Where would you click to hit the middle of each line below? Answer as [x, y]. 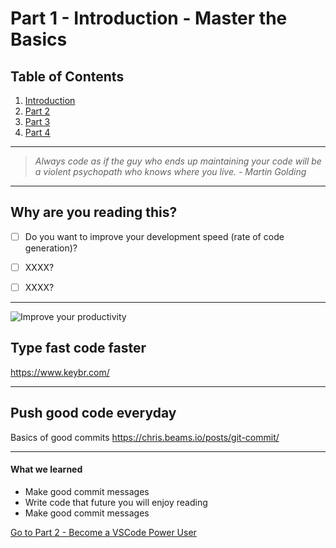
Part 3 [37, 121]
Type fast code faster [78, 348]
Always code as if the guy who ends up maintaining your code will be [178, 161]
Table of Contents [67, 76]
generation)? [51, 248]
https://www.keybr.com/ [60, 372]
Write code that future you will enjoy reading [116, 502]
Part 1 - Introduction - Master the [149, 18]
